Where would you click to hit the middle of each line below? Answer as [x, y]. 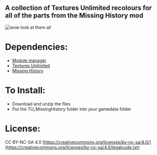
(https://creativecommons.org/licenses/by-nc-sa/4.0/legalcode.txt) [72, 147]
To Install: [25, 90]
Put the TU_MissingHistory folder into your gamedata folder [72, 109]
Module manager [29, 60]
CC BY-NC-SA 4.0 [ [25, 142]
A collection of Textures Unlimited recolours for [78, 8]
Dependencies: [36, 47]
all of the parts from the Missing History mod [74, 16]
